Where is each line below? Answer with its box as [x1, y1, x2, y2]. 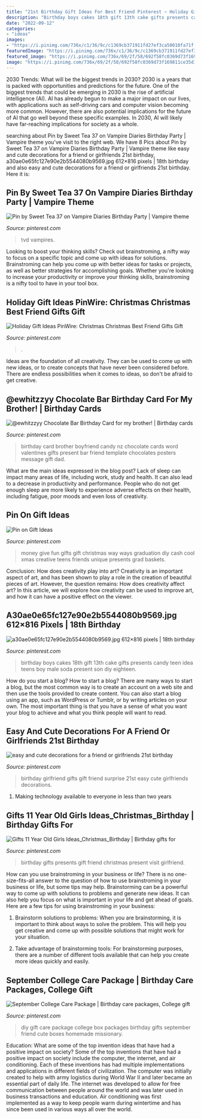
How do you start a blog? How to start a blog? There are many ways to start [6, 677, 193, 684]
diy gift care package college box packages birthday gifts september [20, 1024, 191, 1031]
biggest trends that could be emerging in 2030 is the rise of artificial [6, 88, 175, 96]
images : [6, 37, 26, 43]
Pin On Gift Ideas [6, 510, 70, 520]
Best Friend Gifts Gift [6, 306, 86, 317]
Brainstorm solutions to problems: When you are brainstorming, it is [14, 914, 181, 921]
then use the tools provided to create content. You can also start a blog [6, 689, 181, 697]
